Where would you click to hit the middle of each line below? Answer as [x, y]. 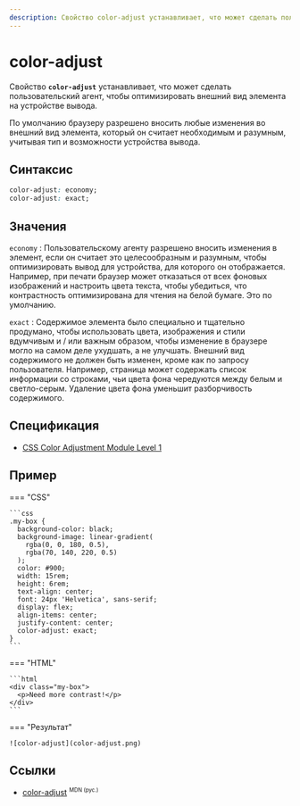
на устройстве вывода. [54, 105]
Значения [38, 226]
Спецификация [54, 426]
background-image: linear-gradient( [85, 536]
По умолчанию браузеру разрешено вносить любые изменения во [137, 122]
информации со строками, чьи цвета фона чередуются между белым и [146, 378]
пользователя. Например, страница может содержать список [128, 369]
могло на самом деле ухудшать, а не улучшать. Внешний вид [127, 350]
